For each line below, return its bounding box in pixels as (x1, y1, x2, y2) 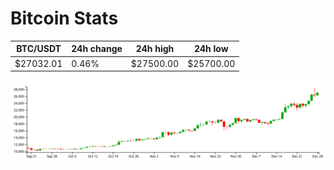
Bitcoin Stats (10, 7, 119, 30)
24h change (71, 43, 123, 55)
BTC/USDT (16, 43, 62, 55)
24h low (193, 43, 229, 55)
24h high (135, 43, 175, 55)
